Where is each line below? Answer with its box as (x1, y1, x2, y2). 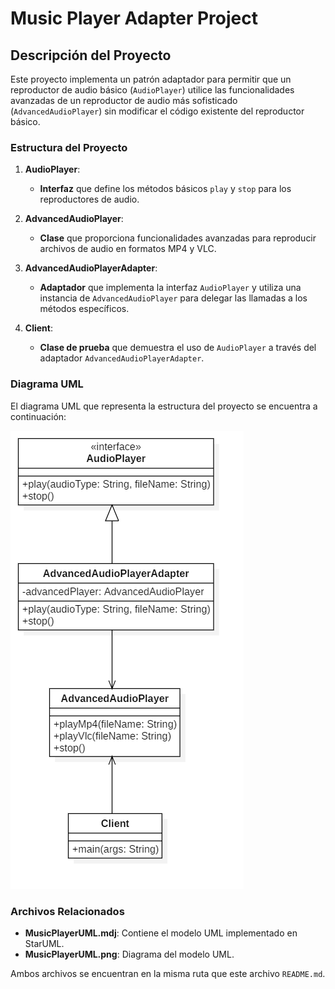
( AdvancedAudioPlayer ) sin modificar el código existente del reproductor (10, 105, 305, 117)
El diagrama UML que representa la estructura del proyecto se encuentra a (10, 400, 318, 412)
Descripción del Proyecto (10, 47, 172, 64)
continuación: (10, 410, 67, 422)
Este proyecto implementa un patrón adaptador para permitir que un (10, 73, 292, 85)
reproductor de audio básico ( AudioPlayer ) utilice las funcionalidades (10, 84, 295, 96)
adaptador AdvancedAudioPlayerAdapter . (39, 352, 205, 364)
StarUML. (24, 937, 65, 949)
